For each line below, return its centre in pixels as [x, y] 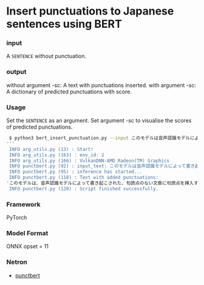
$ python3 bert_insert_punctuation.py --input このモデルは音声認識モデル [99, 138]
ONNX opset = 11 [27, 246]
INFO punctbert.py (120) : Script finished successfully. [84, 189]
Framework [23, 204]
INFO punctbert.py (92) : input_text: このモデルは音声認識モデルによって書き [102, 166]
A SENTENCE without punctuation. [46, 56]
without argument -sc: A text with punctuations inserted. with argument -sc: [101, 85]
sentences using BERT [64, 24]
